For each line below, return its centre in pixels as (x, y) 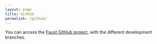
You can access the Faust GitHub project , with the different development (78, 32)
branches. (15, 37)
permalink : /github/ (26, 18)
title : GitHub (20, 14)
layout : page (18, 9)
